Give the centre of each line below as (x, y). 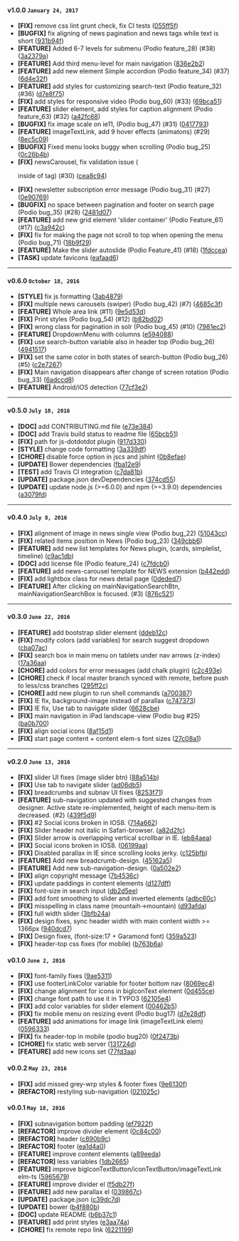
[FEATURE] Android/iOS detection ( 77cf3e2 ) (83, 388)
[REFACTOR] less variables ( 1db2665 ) (73, 1161)
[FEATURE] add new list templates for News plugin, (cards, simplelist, (119, 548)
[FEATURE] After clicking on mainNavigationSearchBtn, (99, 586)
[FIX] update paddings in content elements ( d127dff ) (95, 883)
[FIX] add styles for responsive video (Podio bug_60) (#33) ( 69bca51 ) (120, 102)
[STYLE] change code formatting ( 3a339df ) (82, 449)
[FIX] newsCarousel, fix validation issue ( (78, 162)
